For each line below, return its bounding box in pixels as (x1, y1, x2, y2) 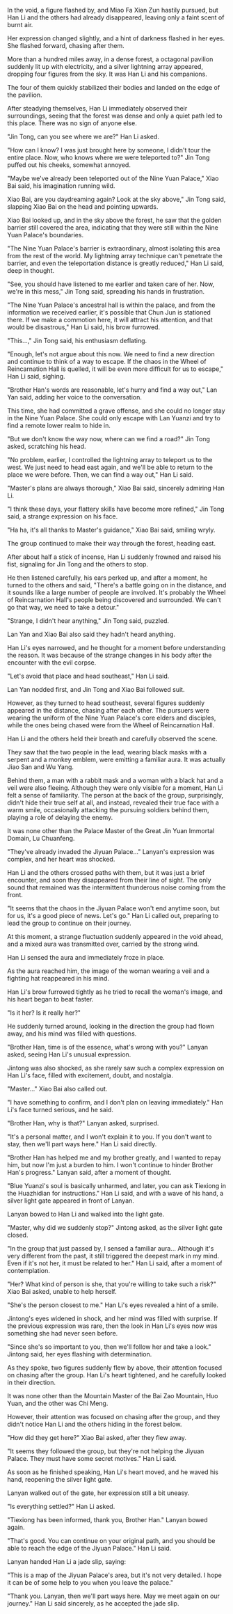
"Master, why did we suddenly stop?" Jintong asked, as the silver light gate (7, 1224, 223, 1231)
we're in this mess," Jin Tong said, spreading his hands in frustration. (7, 287, 205, 295)
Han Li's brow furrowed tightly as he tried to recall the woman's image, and (7, 988, 223, 996)
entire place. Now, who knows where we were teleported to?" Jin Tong (7, 153, 210, 161)
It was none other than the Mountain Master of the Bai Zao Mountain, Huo (7, 1392, 218, 1400)
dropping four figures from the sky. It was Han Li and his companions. (7, 70, 207, 78)
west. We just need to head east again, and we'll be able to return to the (7, 463, 214, 471)
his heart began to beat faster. (7, 995, 94, 1003)
